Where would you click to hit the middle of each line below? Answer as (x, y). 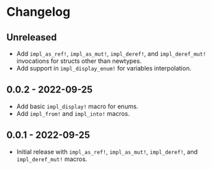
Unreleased (32, 37)
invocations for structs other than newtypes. (79, 61)
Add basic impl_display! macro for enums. (77, 106)
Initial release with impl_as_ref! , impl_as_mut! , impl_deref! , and (107, 151)
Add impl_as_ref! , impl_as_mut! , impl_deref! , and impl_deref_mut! (111, 53)
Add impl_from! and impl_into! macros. (73, 113)
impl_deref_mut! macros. (52, 159)
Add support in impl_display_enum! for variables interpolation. (104, 68)
